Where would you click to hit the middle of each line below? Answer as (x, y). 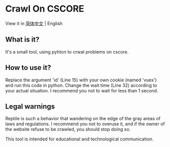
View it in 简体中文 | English (34, 23)
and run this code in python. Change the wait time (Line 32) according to (81, 85)
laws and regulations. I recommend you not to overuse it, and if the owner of (85, 124)
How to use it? (28, 68)
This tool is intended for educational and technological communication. (79, 139)
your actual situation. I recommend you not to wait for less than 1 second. (82, 90)
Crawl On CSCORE (45, 9)
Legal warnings (30, 106)
